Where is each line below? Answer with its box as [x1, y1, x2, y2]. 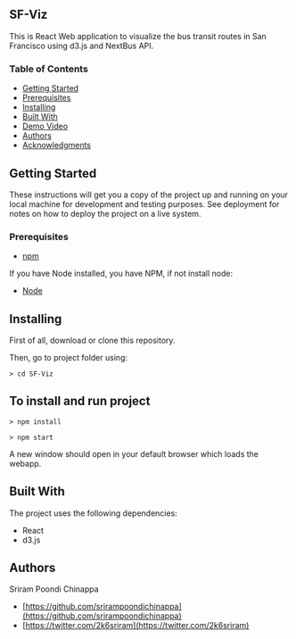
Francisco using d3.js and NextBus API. [9, 40, 154, 51]
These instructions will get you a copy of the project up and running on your [9, 189, 288, 200]
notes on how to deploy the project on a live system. [9, 208, 201, 219]
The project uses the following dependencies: [9, 508, 178, 519]
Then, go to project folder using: [9, 353, 127, 363]
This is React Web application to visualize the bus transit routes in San [9, 30, 267, 41]
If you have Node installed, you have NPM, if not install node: [9, 268, 234, 279]
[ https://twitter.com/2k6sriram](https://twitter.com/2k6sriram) [21, 620, 250, 631]
